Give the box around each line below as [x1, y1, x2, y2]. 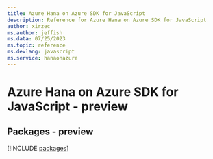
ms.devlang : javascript [7, 49, 75, 56]
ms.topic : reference [7, 42, 66, 49]
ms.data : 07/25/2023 [7, 36, 66, 42]
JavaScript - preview [7, 99, 129, 114]
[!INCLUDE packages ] [7, 144, 69, 152]
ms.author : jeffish [7, 29, 63, 36]
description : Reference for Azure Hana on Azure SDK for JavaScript [7, 16, 207, 23]
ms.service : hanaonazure [7, 55, 78, 62]
